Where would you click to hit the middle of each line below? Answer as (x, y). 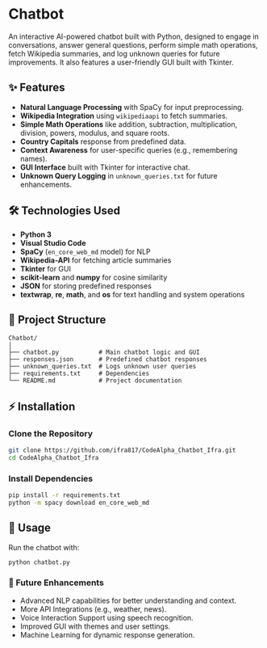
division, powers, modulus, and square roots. (95, 133)
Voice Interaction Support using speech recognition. (106, 617)
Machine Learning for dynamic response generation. (107, 634)
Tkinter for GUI (45, 268)
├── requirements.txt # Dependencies (79, 374)
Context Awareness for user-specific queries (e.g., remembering (129, 149)
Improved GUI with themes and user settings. (95, 626)
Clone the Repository (51, 433)
